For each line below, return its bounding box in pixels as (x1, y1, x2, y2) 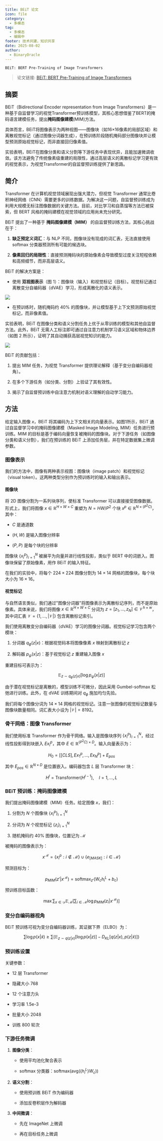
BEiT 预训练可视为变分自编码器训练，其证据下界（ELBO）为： (5, 924, 129, 930)
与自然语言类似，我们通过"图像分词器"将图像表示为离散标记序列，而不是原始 (5, 600, 158, 605)
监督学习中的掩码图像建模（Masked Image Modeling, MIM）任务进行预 (13, 425, 155, 431)
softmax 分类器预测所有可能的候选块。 (12, 242, 89, 247)
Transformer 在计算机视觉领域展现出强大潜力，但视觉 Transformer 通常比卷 (5, 190, 156, 196)
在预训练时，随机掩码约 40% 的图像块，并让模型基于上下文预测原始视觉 (12, 304, 156, 310)
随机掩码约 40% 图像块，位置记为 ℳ (12, 833, 86, 839)
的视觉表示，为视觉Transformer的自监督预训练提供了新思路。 (5, 161, 128, 167)
